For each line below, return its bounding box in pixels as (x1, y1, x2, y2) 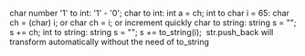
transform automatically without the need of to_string (9, 36, 210, 47)
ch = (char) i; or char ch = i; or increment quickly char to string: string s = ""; (9, 17, 297, 28)
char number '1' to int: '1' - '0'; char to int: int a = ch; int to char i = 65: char (9, 8, 290, 18)
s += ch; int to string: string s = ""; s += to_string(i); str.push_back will (9, 27, 274, 37)
